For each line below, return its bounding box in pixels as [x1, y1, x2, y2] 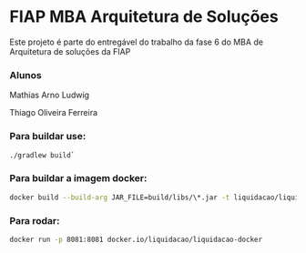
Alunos [9, 68, 43, 81]
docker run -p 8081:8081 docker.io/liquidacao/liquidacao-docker [9, 235, 262, 244]
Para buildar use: [9, 130, 87, 143]
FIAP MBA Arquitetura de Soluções [9, 6, 280, 27]
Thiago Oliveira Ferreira [9, 107, 98, 118]
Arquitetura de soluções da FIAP [9, 46, 131, 56]
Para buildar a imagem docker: [9, 172, 148, 185]
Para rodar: [9, 214, 60, 227]
